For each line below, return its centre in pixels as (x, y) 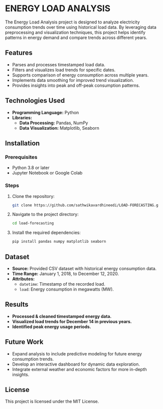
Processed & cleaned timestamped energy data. (62, 316)
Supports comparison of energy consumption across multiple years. (80, 75)
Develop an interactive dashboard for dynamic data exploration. (76, 364)
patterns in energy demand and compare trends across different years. (76, 38)
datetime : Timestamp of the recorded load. (62, 284)
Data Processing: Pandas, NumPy (54, 123)
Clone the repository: (33, 196)
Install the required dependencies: (46, 233)
